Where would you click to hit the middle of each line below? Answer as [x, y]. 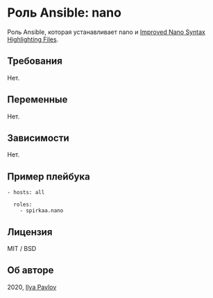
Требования [35, 61]
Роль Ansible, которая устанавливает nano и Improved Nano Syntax [106, 32]
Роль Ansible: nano [64, 13]
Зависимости [38, 138]
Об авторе [31, 271]
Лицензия [30, 232]
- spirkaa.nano [42, 211]
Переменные [37, 99]
